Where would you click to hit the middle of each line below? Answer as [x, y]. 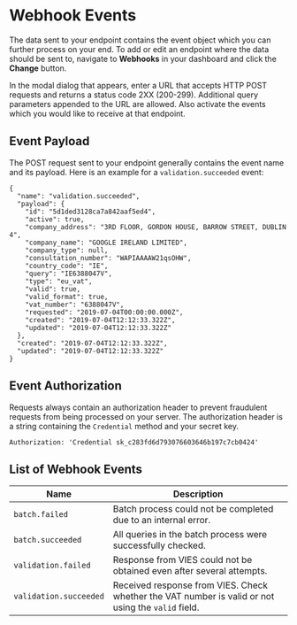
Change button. [38, 68]
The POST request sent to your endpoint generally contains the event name [147, 162]
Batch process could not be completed [193, 509]
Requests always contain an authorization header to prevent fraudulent [138, 407]
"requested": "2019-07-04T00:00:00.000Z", [104, 312]
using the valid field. [156, 607]
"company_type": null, [67, 250]
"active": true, [55, 219]
